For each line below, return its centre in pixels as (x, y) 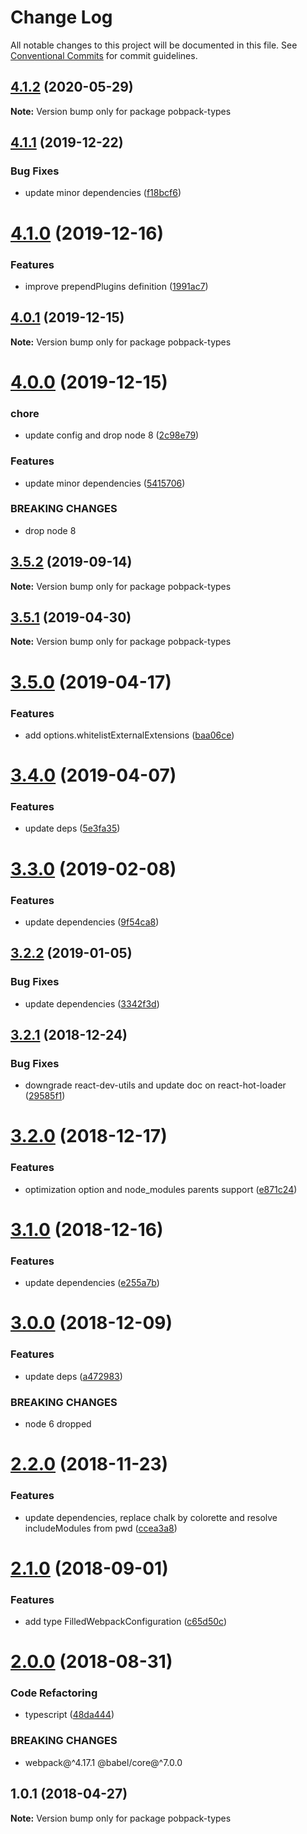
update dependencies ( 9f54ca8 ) (92, 922)
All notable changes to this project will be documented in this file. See (154, 45)
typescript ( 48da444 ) (69, 1715)
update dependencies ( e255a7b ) (92, 1283)
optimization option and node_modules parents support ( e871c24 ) (161, 1189)
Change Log (61, 17)
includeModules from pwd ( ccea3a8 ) (101, 1528)
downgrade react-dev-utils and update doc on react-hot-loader (155, 1085)
